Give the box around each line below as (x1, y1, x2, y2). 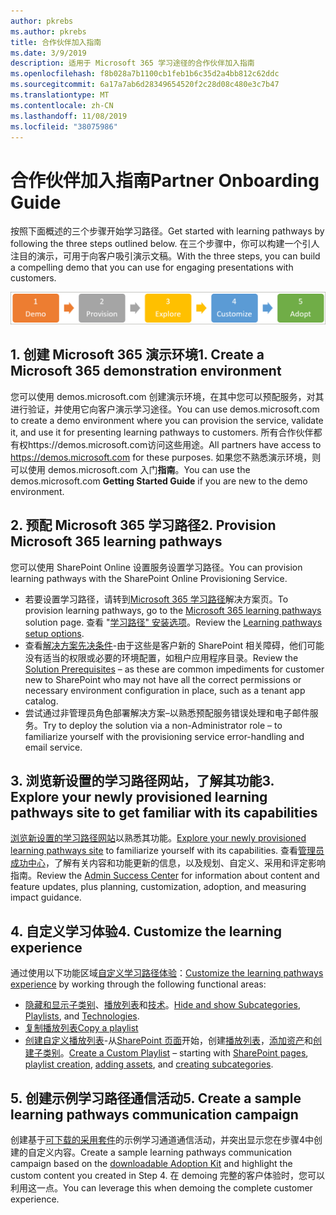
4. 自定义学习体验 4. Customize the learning (10, 923, 283, 940)
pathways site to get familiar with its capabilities (10, 805, 318, 821)
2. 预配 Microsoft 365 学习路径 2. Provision (10, 517, 277, 534)
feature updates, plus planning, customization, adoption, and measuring (10, 881, 307, 893)
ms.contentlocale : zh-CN (10, 100, 114, 110)
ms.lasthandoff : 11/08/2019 (10, 111, 128, 121)
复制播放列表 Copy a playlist (24, 1022, 139, 1034)
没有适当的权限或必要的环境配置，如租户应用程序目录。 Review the (24, 651, 299, 664)
